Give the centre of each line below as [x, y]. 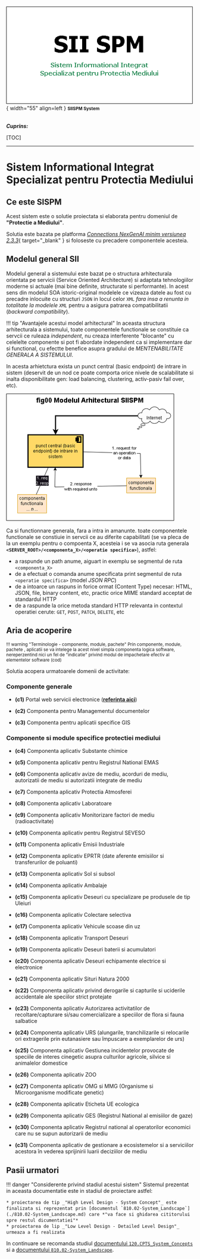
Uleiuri [23, 903]
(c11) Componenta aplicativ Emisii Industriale [70, 845]
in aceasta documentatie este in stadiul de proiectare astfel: [79, 1191]
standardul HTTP [36, 599]
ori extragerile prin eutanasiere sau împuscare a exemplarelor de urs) [99, 1039]
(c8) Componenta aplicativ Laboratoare [63, 804]
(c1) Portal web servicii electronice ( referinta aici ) [76, 699]
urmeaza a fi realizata [36, 1232]
